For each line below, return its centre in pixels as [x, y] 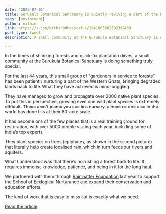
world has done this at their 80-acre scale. [48, 111]
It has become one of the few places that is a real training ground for [75, 121]
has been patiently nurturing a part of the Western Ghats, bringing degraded [83, 81]
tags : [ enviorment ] [25, 19]
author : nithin [21, 24]
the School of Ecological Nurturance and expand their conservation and [78, 182]
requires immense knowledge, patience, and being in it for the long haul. [79, 167]
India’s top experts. [24, 132]
